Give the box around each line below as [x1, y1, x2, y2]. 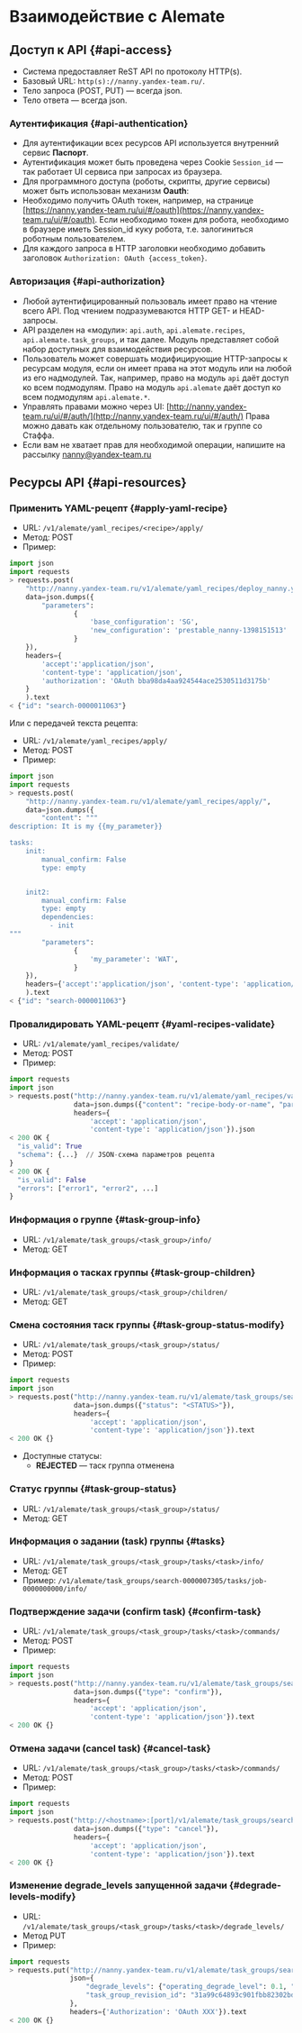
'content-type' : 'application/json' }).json [89, 1125, 255, 1135]
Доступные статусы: [22, 1451, 102, 1462]
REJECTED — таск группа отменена [35, 1460, 175, 1471]
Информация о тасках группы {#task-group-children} [9, 1266, 256, 1279]
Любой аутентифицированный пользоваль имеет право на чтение [22, 296, 278, 306]
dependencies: [41, 913, 94, 922]
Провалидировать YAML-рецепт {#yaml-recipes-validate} [9, 1017, 276, 1030]
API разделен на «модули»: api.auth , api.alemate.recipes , [22, 324, 245, 335]
